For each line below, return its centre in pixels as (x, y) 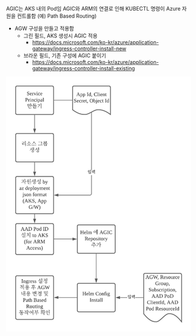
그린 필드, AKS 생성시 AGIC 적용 (60, 36)
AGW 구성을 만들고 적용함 (44, 28)
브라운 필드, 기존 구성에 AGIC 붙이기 (65, 55)
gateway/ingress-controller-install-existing (83, 68)
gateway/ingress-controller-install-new (79, 48)
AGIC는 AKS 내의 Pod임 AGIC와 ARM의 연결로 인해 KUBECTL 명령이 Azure (93, 9)
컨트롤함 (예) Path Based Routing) (57, 16)
